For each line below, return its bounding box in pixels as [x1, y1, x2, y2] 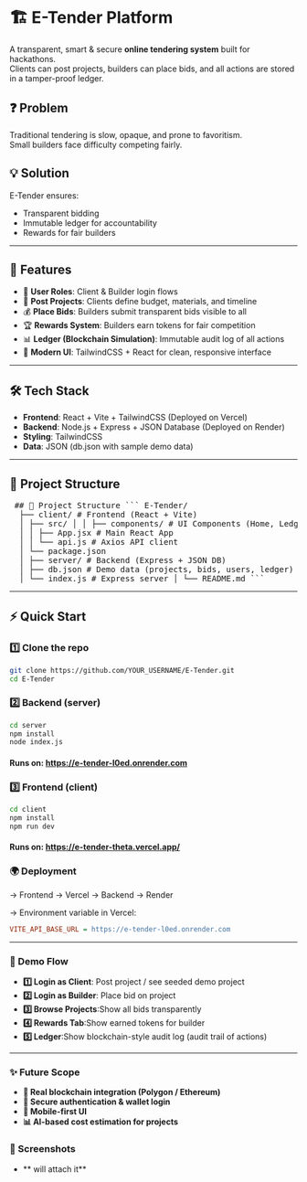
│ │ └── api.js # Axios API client [18, 537, 179, 547]
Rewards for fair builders [22, 227, 116, 238]
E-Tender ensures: [9, 189, 79, 201]
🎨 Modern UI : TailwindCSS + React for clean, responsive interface [22, 346, 272, 357]
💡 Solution [9, 165, 70, 181]
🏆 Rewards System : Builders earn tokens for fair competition [22, 320, 256, 331]
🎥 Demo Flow [9, 954, 69, 967]
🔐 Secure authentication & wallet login [22, 1096, 171, 1107]
